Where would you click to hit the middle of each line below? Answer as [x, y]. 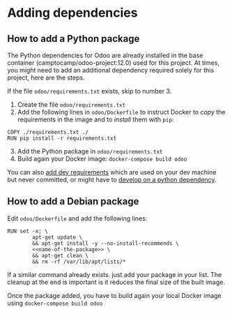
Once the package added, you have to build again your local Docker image [114, 295]
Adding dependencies [72, 13]
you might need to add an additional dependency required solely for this [111, 70]
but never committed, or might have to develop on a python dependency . [112, 180]
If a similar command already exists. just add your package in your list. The [115, 274]
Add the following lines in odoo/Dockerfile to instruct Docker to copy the [121, 112]
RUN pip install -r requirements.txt [62, 138]
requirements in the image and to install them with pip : [95, 119]
